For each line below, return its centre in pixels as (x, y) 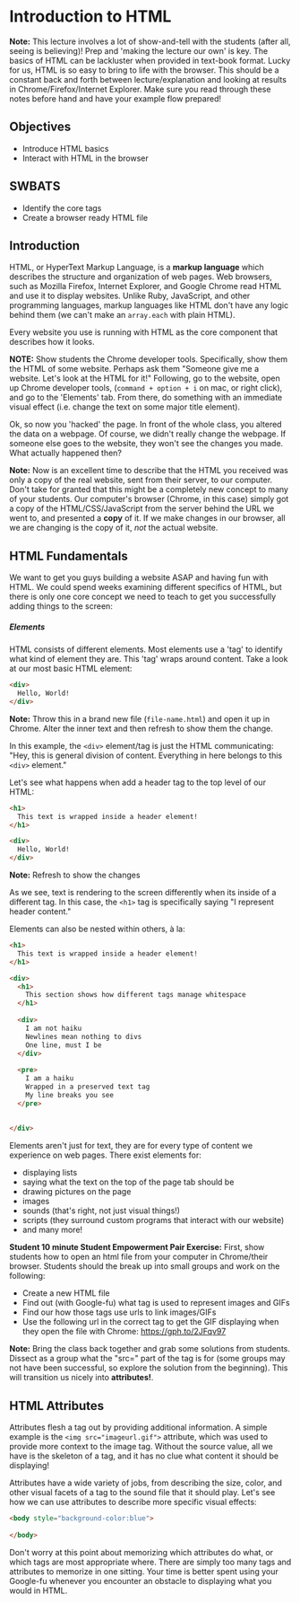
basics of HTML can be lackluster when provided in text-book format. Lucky (150, 60)
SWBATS (35, 186)
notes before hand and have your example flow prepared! (116, 98)
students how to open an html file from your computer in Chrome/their (139, 1257)
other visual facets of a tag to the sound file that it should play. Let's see (142, 1493)
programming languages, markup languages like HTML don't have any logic (149, 305)
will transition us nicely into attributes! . (81, 1378)
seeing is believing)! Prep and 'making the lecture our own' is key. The (139, 50)
